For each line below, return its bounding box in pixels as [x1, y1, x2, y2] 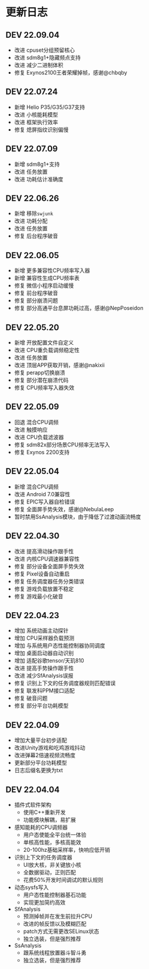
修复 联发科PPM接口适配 [14, 687, 75, 694]
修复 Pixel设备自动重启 [14, 570, 70, 577]
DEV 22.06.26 [5, 193, 59, 204]
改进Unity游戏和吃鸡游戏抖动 [14, 744, 86, 752]
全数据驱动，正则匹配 [23, 869, 76, 876]
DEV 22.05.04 [5, 466, 59, 476]
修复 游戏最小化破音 [14, 592, 63, 600]
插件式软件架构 [14, 801, 51, 808]
